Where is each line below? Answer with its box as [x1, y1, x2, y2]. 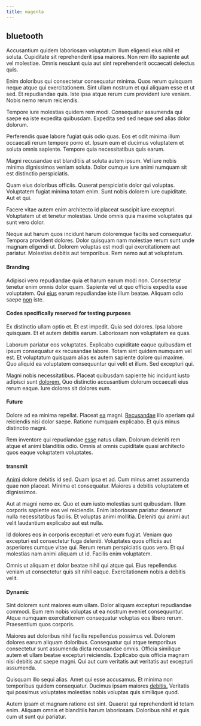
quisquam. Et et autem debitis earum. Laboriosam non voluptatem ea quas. [6, 329, 191, 336]
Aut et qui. [6, 195, 32, 202]
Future [6, 398, 23, 405]
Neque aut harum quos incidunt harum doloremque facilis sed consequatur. [6, 231, 193, 238]
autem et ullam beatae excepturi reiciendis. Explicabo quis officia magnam [6, 652, 190, 659]
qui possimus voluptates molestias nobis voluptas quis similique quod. [6, 689, 179, 696]
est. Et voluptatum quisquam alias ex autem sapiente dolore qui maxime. [6, 354, 184, 361]
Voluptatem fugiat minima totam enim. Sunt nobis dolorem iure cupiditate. [6, 188, 188, 195]
